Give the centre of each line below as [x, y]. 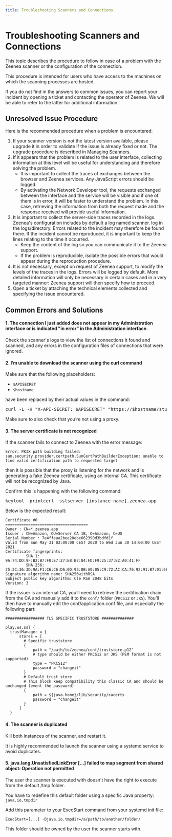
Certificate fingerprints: [34, 552]
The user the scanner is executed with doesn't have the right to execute [81, 780]
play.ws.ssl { [20, 628]
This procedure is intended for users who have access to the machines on [83, 76]
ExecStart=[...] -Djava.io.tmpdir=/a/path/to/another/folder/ [73, 819]
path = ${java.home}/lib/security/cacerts [79, 695]
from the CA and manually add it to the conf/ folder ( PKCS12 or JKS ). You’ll [82, 598]
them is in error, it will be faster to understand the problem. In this [89, 201]
